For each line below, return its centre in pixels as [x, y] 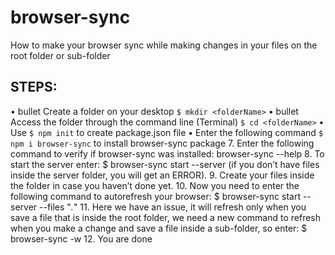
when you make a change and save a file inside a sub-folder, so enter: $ [159, 228]
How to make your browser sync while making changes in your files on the [164, 45]
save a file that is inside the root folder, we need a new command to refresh [166, 217]
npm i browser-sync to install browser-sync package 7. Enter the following [162, 143]
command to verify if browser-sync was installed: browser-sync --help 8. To [167, 153]
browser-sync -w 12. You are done [81, 238]
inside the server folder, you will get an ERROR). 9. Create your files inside [162, 175]
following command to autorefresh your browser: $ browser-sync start [155, 196]
